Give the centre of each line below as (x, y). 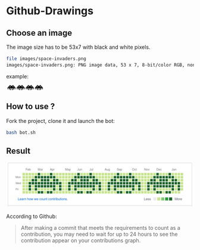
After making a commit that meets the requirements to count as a (100, 228)
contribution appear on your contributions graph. (81, 240)
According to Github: (32, 216)
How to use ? (31, 107)
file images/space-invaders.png (46, 59)
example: (17, 76)
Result (18, 151)
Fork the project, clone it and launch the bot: (60, 121)
